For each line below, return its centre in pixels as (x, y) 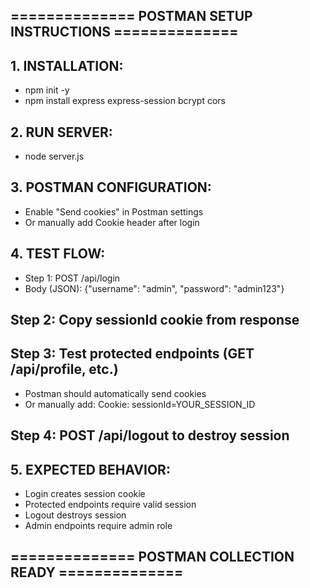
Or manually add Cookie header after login (112, 222)
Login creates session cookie (85, 494)
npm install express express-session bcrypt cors (125, 101)
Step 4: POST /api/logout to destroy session (150, 435)
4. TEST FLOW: (58, 254)
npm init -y (47, 90)
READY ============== (97, 572)
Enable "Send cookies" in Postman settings (114, 211)
